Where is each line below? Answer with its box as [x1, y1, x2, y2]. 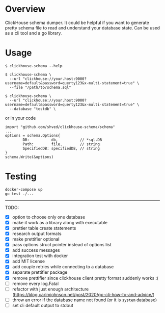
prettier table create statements [12, 225, 76, 231]
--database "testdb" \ [9, 106, 56, 111]
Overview [5, 3, 46, 15]
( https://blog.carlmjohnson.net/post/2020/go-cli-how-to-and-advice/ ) [12, 291, 155, 297]
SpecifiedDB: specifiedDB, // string [23, 146, 100, 151]
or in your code [5, 115, 36, 121]
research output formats [12, 231, 62, 236]
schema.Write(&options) [5, 155, 54, 159]
